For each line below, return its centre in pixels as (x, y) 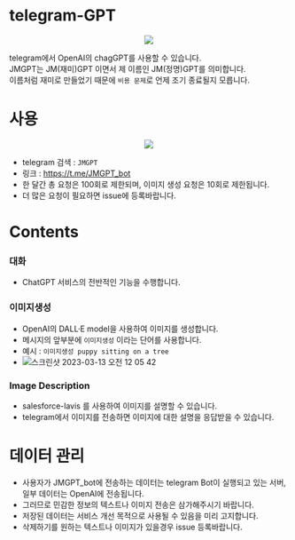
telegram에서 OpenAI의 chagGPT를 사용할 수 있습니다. (105, 58)
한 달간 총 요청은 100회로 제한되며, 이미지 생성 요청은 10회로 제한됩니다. (146, 184)
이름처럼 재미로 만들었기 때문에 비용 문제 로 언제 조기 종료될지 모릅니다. (130, 80)
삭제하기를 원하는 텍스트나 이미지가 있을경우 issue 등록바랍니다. (132, 527)
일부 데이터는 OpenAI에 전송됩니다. (83, 493)
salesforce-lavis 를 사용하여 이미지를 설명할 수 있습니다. (120, 406)
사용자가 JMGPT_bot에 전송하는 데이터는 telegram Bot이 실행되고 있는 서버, (154, 482)
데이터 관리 (47, 456)
